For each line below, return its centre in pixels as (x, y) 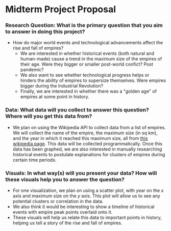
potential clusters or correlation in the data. (58, 201)
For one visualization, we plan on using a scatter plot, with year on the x (88, 191)
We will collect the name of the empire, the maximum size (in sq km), (85, 133)
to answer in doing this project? (45, 32)
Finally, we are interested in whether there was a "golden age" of (89, 91)
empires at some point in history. (55, 97)
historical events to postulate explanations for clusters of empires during (89, 154)
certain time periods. (34, 160)
